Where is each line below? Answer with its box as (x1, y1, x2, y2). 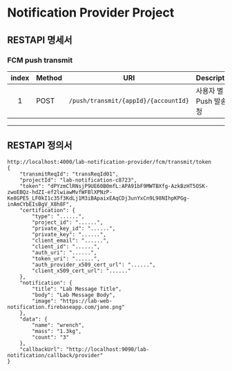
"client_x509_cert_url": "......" (32, 267, 131, 274)
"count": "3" (32, 334, 70, 341)
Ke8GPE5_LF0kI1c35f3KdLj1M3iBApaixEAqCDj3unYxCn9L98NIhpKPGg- (7, 195, 190, 202)
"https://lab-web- (59, 297, 113, 305)
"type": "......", (32, 213, 85, 220)
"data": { (19, 316, 48, 323)
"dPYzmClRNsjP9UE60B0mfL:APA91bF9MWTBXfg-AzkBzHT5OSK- (47, 182, 209, 189)
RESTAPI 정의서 (7, 140, 72, 151)
